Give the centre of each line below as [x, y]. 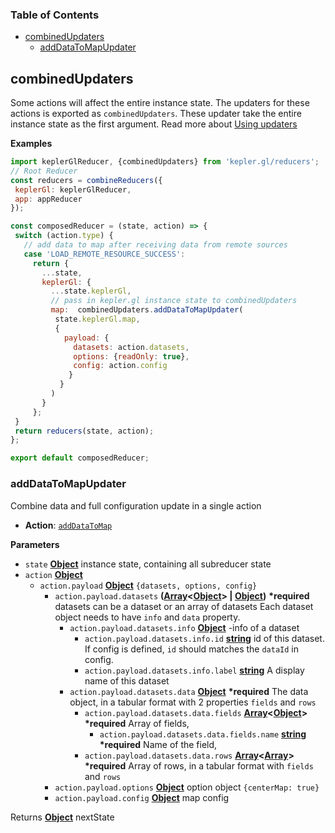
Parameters [35, 544]
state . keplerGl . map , [97, 319]
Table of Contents [55, 15]
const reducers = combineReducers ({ [86, 180]
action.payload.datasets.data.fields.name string [203, 734]
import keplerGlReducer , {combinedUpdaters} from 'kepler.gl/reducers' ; [165, 162]
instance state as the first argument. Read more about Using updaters [154, 124]
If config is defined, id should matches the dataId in [191, 649]
